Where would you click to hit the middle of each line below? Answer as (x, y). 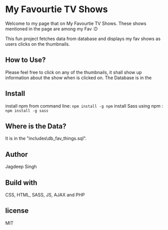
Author (16, 154)
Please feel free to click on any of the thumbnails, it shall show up (74, 72)
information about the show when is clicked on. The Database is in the (78, 78)
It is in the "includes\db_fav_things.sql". (46, 139)
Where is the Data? (36, 126)
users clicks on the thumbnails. (38, 44)
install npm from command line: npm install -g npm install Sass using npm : (84, 106)
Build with (21, 183)
